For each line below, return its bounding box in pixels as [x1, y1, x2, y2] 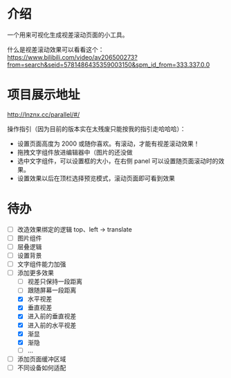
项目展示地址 [7, 87, 81, 103]
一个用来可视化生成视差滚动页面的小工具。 [7, 31, 129, 39]
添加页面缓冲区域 [17, 354, 66, 363]
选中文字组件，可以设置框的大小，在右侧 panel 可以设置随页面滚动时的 [17, 157, 219, 165]
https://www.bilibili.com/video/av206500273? [7, 53, 138, 61]
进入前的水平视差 [27, 320, 77, 329]
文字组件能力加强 [17, 260, 66, 268]
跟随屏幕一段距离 [27, 286, 77, 295]
